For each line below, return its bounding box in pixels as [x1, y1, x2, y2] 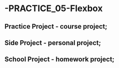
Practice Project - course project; [4, 22, 107, 31]
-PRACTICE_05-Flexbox [4, 3, 103, 14]
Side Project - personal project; [4, 38, 102, 47]
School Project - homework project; [4, 55, 115, 64]
